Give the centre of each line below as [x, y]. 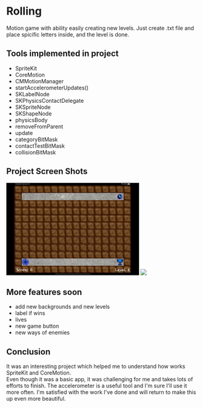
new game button [37, 326]
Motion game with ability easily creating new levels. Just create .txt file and [100, 28]
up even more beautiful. [36, 399]
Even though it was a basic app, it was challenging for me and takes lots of [99, 379]
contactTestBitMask [40, 146]
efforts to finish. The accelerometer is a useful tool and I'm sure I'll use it [97, 386]
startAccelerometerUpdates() [52, 88]
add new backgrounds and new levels [62, 307]
